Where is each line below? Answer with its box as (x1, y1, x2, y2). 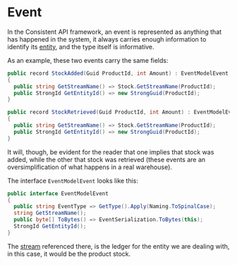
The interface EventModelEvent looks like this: (7, 176, 139, 185)
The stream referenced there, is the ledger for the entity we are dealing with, (7, 242, 230, 250)
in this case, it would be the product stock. (7, 249, 131, 258)
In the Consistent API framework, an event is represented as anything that (7, 27, 222, 36)
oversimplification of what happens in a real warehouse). (7, 163, 173, 171)
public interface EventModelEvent (7, 190, 109, 197)
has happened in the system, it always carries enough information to (7, 35, 207, 43)
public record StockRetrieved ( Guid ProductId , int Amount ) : (7, 109, 191, 116)
